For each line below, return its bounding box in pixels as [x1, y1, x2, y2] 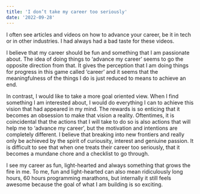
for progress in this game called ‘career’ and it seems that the [6, 68, 158, 75]
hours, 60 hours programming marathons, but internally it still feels [6, 174, 171, 181]
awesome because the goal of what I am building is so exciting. [6, 181, 163, 188]
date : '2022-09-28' [6, 14, 55, 20]
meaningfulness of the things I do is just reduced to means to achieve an [6, 74, 186, 82]
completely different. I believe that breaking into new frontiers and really [6, 130, 185, 138]
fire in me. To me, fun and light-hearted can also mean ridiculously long [6, 168, 183, 175]
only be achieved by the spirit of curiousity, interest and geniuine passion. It [6, 137, 194, 144]
